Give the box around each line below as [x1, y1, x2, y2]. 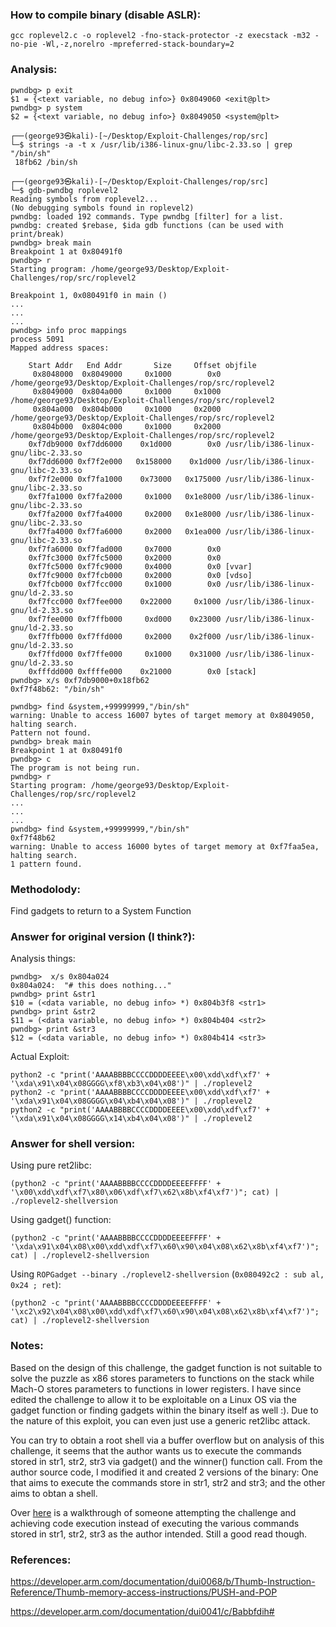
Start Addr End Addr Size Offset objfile [28, 360, 257, 370]
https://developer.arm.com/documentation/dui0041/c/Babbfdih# [10, 1606, 275, 1618]
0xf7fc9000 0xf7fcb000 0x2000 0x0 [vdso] [28, 570, 253, 580]
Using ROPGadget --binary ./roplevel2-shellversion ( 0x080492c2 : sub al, [10, 1268, 325, 1280]
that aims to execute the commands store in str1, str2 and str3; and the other [10, 1476, 326, 1488]
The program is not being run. [10, 763, 141, 773]
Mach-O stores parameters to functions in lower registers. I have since [10, 1383, 302, 1395]
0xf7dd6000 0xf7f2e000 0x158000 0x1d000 [28, 456, 222, 467]
